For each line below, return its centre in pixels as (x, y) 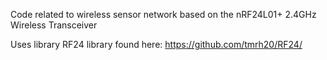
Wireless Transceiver (54, 25)
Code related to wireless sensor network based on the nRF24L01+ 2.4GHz (163, 14)
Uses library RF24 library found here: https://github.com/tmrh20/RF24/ (156, 44)
